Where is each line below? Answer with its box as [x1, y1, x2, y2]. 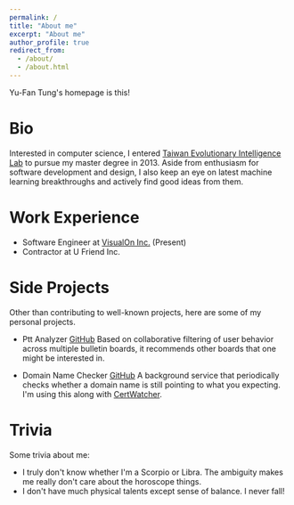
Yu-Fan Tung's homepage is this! [9, 86, 131, 98]
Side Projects [9, 277, 110, 297]
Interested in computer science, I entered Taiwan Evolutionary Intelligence [9, 148, 282, 159]
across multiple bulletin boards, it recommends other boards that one [21, 343, 276, 354]
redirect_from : [9, 46, 66, 55]
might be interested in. [21, 353, 105, 363]
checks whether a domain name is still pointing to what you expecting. [21, 379, 281, 390]
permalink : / [9, 12, 58, 22]
